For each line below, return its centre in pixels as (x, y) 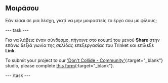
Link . (11, 50)
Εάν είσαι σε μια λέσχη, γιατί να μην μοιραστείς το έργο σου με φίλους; (81, 20)
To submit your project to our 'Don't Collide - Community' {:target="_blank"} (84, 60)
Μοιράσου (22, 8)
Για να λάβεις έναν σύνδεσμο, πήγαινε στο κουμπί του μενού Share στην (83, 40)
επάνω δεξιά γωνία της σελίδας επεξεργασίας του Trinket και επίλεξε (80, 45)
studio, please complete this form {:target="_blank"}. (60, 65)
